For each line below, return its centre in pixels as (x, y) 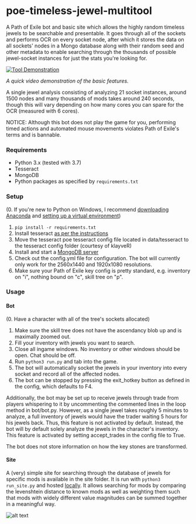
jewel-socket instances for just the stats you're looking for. (77, 58)
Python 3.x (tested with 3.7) (48, 163)
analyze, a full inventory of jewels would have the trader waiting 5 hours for (97, 416)
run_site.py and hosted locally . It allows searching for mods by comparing (96, 485)
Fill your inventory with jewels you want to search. (75, 343)
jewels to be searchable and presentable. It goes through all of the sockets (96, 33)
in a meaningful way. (31, 504)
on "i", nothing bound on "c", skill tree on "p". (69, 277)
